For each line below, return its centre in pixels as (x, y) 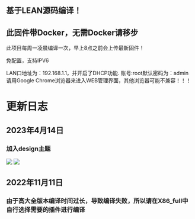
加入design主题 (28, 149)
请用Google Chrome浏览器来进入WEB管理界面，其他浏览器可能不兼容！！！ (99, 80)
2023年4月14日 (35, 130)
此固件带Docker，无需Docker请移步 (72, 32)
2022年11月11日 (35, 183)
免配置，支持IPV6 (28, 60)
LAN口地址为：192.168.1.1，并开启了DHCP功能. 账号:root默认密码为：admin (97, 73)
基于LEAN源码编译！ (44, 11)
